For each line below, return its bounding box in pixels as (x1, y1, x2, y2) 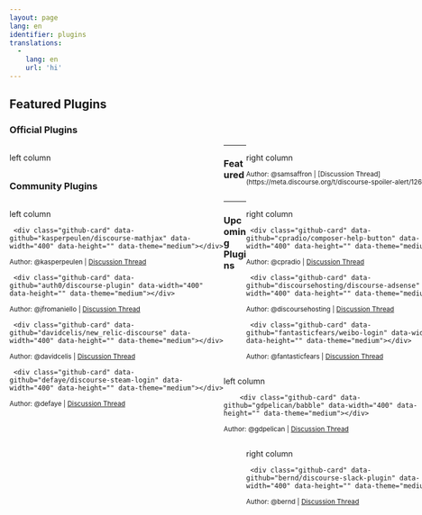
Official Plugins (9, 123, 78, 136)
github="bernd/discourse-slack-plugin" (246, 474, 396, 483)
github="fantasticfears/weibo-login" (246, 328, 388, 338)
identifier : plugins (9, 30, 87, 39)
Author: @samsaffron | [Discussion (246, 169, 354, 178)
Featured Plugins (9, 96, 107, 113)
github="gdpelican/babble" (224, 401, 325, 410)
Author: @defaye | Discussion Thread (9, 399, 126, 408)
